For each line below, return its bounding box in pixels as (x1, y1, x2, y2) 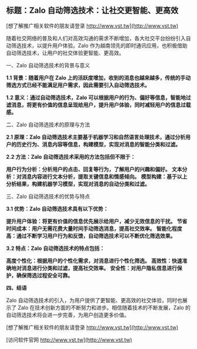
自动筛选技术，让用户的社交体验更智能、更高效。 (6, 49, 124, 56)
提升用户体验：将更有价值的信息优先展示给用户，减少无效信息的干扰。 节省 (6, 217, 188, 224)
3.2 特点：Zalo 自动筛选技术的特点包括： (6, 245, 105, 252)
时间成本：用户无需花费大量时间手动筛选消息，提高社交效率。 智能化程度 (6, 225, 182, 232)
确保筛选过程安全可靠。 (16, 272, 73, 279)
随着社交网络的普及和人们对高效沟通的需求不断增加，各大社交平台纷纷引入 (6, 35, 186, 42)
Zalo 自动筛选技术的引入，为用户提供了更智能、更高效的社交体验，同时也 (6, 296, 183, 303)
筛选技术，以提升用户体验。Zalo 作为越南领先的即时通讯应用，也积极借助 (11, 42, 188, 49)
